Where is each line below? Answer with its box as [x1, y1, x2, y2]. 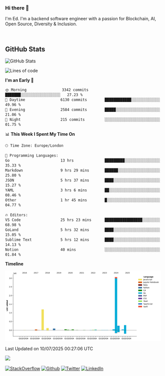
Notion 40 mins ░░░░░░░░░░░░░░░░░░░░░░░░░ [5, 247, 161, 252]
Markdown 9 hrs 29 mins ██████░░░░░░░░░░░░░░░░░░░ [5, 168, 161, 173]
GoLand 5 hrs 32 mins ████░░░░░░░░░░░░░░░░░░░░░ [5, 227, 161, 232]
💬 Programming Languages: [5, 153, 58, 158]
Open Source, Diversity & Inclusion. [5, 21, 78, 27]
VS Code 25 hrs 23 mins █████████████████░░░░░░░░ [5, 217, 161, 222]
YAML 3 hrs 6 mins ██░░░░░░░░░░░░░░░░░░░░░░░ [5, 188, 161, 193]
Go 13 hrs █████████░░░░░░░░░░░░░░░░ [5, 158, 161, 163]
